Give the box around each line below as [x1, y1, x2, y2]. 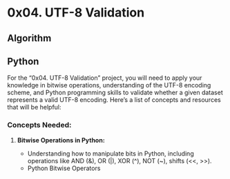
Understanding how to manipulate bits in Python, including [27, 149, 195, 158]
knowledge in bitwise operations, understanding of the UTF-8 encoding [7, 81, 211, 89]
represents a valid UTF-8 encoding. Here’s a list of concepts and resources [7, 96, 221, 104]
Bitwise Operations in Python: [17, 136, 105, 144]
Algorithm [7, 32, 52, 44]
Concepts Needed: [7, 120, 72, 130]
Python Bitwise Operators [27, 164, 101, 172]
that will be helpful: [7, 103, 61, 112]
